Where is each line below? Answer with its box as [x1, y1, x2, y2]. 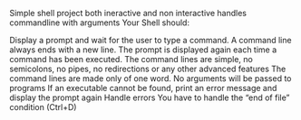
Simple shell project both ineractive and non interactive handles [9, 8, 248, 18]
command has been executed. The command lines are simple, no [9, 54, 254, 64]
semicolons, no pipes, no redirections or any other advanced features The [9, 63, 286, 74]
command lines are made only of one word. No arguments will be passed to [9, 73, 292, 84]
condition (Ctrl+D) [9, 102, 77, 112]
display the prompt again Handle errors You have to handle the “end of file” [9, 92, 290, 103]
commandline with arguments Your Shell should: [9, 17, 190, 28]
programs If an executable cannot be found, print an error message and [9, 83, 277, 93]
